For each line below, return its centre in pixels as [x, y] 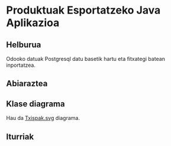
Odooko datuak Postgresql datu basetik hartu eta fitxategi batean [86, 59]
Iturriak [20, 137]
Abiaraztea [27, 84]
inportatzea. [21, 65]
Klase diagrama [36, 104]
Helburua [24, 45]
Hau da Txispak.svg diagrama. [43, 118]
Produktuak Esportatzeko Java [83, 10]
